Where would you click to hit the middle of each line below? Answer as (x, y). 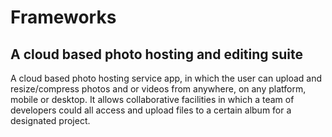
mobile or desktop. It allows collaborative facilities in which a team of (152, 99)
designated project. (50, 120)
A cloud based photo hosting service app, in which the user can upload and (166, 78)
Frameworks (63, 17)
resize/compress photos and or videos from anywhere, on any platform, (158, 89)
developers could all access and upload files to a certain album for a (151, 110)
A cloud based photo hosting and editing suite (157, 54)
